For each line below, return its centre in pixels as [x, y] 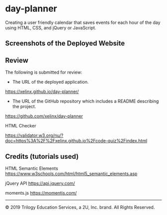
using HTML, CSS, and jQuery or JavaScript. [51, 27]
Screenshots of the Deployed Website [65, 44]
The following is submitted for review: [44, 72]
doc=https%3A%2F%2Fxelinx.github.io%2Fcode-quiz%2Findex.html [76, 141]
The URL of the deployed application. [50, 82]
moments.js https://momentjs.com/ [41, 193]
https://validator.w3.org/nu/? [34, 135]
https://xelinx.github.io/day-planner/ [42, 92]
